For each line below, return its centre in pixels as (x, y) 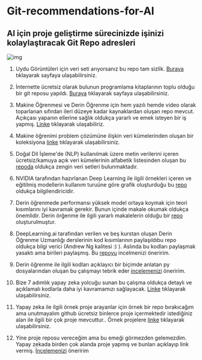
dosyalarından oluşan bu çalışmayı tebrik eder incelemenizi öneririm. (100, 271)
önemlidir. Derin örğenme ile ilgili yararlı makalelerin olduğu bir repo (99, 216)
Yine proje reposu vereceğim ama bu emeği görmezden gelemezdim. (101, 338)
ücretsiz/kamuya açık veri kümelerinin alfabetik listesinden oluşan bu (101, 160)
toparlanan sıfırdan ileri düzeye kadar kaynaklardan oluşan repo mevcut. (105, 111)
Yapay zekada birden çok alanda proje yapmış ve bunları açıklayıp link (102, 344)
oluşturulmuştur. (36, 222)
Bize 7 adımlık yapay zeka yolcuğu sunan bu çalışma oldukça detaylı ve (104, 282)
